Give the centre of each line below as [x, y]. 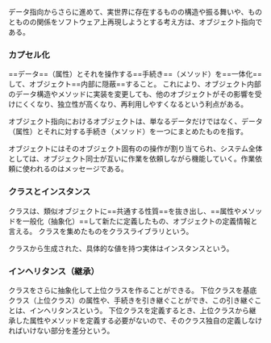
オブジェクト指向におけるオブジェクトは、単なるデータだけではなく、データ [135, 121]
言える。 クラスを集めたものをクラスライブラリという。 [101, 231]
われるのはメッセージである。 [79, 169]
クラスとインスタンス [50, 192]
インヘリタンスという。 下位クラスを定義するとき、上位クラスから [140, 310]
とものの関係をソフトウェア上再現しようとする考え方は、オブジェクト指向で [135, 22]
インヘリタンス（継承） [54, 271]
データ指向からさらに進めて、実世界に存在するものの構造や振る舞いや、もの [135, 12]
